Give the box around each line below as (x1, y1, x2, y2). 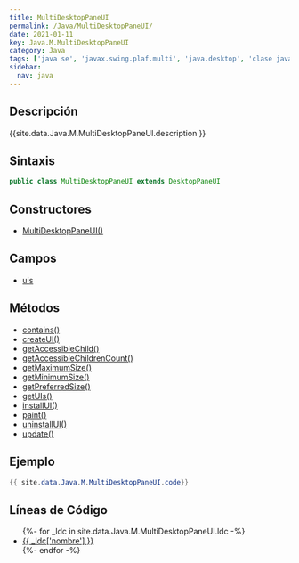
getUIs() (21, 390, 53, 401)
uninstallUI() (21, 419, 68, 429)
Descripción (9, 104, 78, 119)
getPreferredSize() (21, 380, 91, 392)
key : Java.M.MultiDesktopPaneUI (9, 37, 129, 47)
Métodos (9, 300, 61, 316)
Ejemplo (9, 454, 55, 469)
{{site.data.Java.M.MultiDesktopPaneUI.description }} (9, 127, 206, 138)
